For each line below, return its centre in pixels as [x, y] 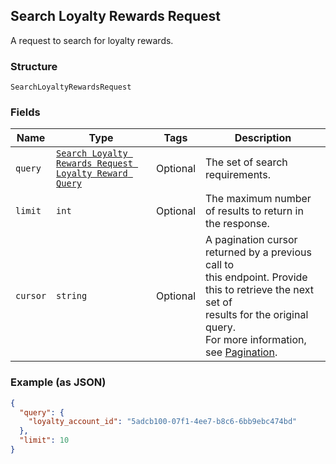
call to [219, 265]
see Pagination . [241, 352]
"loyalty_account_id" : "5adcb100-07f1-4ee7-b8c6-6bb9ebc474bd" [163, 422]
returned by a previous [258, 252]
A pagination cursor [251, 240]
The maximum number [258, 199]
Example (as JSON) [58, 382]
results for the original [257, 315]
